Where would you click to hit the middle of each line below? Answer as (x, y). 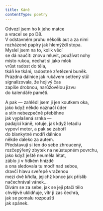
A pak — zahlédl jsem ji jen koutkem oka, (47, 102)
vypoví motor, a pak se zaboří (36, 128)
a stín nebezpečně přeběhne (35, 112)
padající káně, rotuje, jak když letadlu (43, 123)
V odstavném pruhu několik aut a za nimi (47, 39)
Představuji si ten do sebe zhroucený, (44, 144)
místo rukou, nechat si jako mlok (38, 60)
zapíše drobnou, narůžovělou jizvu (41, 87)
